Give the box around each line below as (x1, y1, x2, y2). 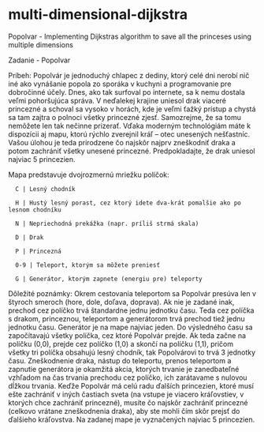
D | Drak (15, 233, 44, 242)
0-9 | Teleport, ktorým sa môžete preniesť (15, 261, 160, 269)
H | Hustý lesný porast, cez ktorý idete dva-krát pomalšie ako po (15, 199, 242, 207)
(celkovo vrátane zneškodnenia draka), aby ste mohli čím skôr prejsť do (8, 406, 240, 415)
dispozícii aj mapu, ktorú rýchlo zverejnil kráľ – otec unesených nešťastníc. (8, 129, 251, 139)
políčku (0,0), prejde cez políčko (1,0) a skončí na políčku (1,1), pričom (8, 339, 234, 348)
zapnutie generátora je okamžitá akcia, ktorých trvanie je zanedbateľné (8, 364, 240, 374)
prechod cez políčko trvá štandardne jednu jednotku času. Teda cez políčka (8, 306, 255, 315)
